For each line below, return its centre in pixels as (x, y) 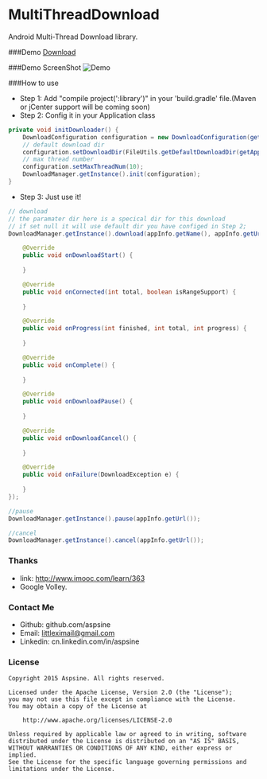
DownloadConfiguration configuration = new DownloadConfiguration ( (136, 137)
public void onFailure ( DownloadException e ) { (101, 475)
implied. (23, 755)
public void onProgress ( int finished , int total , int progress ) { (135, 329)
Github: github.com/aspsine (65, 624)
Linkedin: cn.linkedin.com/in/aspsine (79, 641)
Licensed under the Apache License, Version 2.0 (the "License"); (120, 693)
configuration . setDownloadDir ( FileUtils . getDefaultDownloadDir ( (131, 152)
